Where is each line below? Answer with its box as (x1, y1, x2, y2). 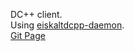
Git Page (10, 30, 46, 41)
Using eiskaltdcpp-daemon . (10, 19, 125, 31)
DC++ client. (10, 9, 63, 20)
